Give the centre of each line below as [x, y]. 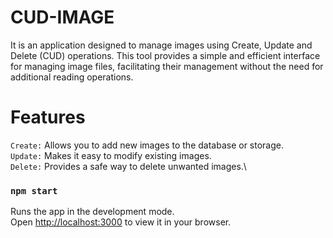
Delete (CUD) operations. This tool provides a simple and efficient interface [165, 55]
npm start [34, 190]
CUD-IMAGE [62, 17]
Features [48, 117]
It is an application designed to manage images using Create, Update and [161, 45]
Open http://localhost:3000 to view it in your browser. [121, 222]
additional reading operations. [72, 77]
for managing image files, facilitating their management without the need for [167, 66]
